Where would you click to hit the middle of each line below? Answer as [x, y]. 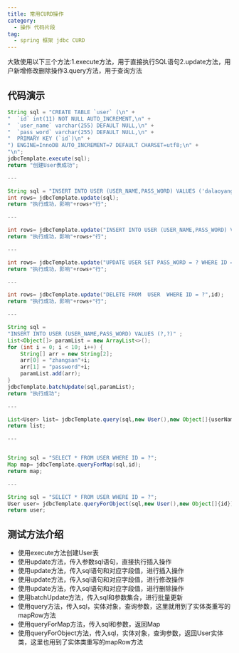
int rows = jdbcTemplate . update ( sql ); [63, 198]
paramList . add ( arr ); [51, 374]
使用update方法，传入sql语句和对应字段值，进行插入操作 [101, 571]
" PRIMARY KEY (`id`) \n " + [49, 139]
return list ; [27, 426]
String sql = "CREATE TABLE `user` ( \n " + [71, 112]
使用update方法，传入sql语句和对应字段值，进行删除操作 [101, 589]
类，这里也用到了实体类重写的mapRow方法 [80, 642]
